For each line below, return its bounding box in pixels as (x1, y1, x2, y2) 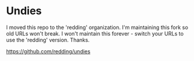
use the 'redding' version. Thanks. (6, 36, 90, 43)
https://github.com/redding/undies (6, 47, 91, 54)
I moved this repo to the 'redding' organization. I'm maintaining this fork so (6, 24, 189, 31)
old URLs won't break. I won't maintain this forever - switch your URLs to (6, 30, 184, 37)
